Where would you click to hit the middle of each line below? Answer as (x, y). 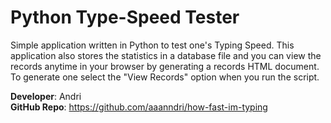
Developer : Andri (46, 96)
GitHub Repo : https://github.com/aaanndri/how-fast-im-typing (139, 107)
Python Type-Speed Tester (125, 17)
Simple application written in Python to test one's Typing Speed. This (152, 45)
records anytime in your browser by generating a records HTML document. (165, 66)
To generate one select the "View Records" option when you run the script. (165, 77)
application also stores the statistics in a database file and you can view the (166, 55)
